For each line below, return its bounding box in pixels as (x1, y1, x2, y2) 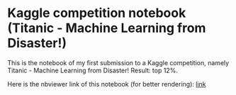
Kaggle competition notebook (7, 5, 186, 21)
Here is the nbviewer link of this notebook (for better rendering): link (7, 79, 207, 88)
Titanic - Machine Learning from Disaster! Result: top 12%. (7, 66, 179, 74)
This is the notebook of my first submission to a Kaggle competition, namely (7, 58, 230, 67)
